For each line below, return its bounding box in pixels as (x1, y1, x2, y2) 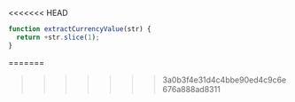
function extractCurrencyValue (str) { (8, 25, 151, 34)
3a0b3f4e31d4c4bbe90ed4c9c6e (162, 75, 287, 85)
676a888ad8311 (162, 83, 221, 94)
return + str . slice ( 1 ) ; (16, 33, 100, 42)
